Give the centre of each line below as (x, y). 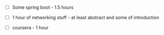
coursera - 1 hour (30, 28)
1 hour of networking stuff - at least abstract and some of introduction (86, 18)
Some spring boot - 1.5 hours (43, 7)
